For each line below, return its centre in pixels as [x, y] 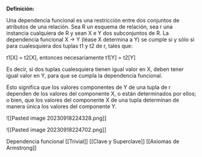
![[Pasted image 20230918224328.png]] [56, 118]
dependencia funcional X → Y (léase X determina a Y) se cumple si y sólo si [100, 39]
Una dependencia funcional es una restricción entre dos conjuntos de [93, 20]
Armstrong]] [21, 148]
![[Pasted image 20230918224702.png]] [56, 130]
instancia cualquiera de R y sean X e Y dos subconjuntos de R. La [87, 33]
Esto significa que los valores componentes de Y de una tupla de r [89, 87]
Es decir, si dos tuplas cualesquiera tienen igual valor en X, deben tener [95, 69]
